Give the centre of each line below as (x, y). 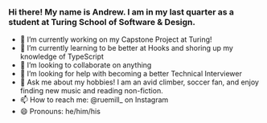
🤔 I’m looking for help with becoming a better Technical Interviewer (131, 74)
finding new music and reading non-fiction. (91, 91)
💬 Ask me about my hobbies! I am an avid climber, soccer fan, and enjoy (140, 82)
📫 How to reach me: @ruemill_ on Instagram (94, 100)
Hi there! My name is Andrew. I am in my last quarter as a (121, 12)
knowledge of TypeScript (62, 57)
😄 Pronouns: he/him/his (60, 112)
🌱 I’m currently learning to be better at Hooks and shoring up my (126, 48)
